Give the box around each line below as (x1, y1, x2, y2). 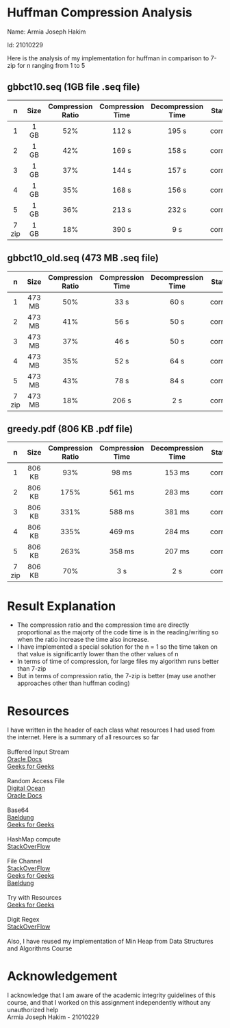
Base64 (7, 806, 29, 814)
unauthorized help (7, 1006, 59, 1014)
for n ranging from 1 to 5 (16, 61, 86, 69)
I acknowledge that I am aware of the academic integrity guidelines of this (7, 991, 216, 999)
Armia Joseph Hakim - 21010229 (7, 1013, 99, 1021)
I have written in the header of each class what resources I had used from (7, 726, 216, 734)
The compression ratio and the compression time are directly (16, 621, 190, 629)
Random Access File (7, 777, 65, 785)
